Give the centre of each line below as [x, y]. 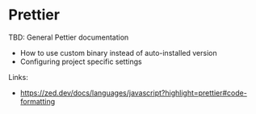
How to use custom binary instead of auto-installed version [118, 53]
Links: [18, 77]
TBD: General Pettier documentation [69, 37]
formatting [37, 101]
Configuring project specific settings [81, 61]
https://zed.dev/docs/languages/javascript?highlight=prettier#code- [134, 93]
